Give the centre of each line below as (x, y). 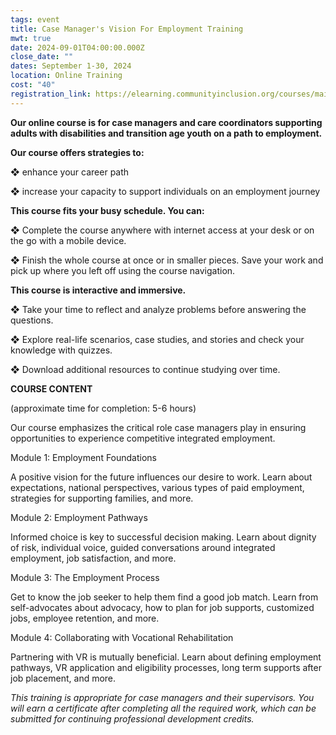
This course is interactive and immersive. (98, 290)
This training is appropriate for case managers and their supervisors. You (162, 697)
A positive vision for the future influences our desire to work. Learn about (161, 477)
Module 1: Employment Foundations (84, 457)
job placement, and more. (63, 678)
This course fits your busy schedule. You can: (107, 210)
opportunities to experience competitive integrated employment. (143, 438)
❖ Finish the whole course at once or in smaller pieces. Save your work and (167, 260)
